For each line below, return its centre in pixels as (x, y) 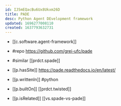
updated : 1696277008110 (29, 23)
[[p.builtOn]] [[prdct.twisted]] (42, 89)
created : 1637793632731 (29, 28)
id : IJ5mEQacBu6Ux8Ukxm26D (33, 10)
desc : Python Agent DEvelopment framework (49, 19)
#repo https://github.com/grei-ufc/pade (52, 51)
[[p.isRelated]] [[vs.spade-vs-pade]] (49, 99)
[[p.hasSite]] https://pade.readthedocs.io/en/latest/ (64, 70)
